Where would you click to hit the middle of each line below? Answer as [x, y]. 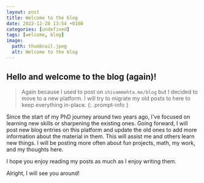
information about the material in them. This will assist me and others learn [100, 136]
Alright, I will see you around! [43, 173]
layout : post [23, 12]
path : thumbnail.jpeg [40, 47]
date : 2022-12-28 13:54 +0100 [45, 23]
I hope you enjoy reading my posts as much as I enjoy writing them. [91, 161]
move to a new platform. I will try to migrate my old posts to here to [106, 98]
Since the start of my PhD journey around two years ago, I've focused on [98, 117]
